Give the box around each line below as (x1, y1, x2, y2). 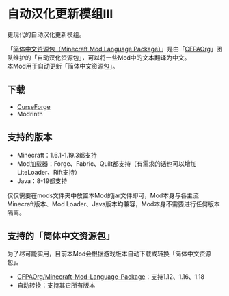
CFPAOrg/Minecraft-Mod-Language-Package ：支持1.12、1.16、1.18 (16, 273, 205, 281)
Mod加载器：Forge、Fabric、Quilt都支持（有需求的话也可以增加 (16, 159, 197, 168)
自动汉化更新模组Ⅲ (7, 6, 113, 22)
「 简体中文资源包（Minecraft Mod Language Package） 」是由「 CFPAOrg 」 (7, 45, 217, 53)
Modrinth (16, 110, 43, 118)
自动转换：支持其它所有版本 (16, 282, 96, 290)
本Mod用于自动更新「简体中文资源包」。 (7, 62, 119, 70)
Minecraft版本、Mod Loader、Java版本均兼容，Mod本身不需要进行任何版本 (7, 199, 220, 208)
